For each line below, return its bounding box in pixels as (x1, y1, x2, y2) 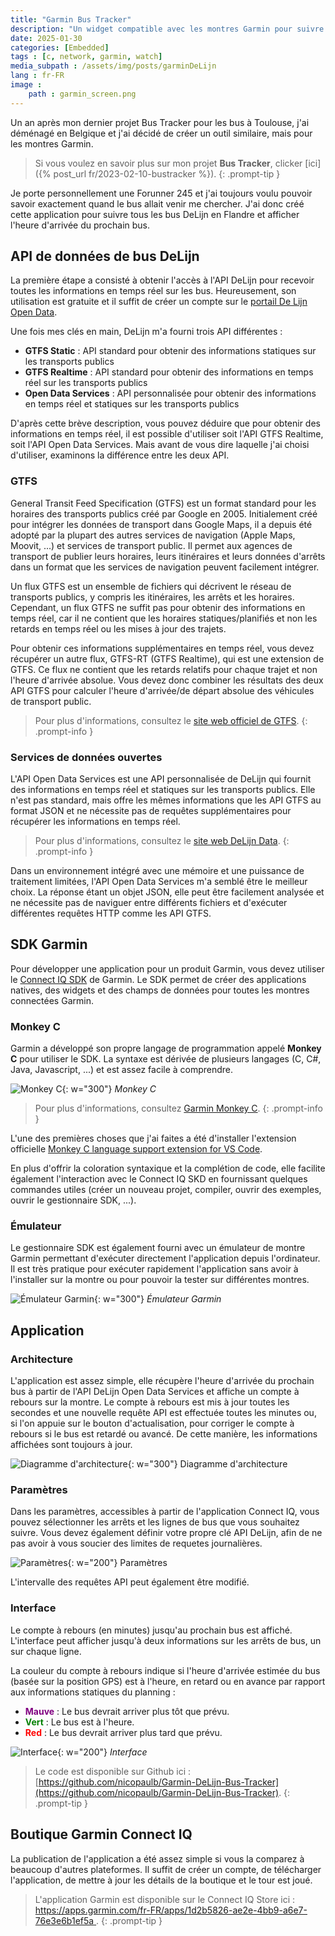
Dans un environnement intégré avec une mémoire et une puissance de (10, 865, 305, 877)
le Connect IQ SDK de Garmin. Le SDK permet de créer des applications (10, 973, 307, 985)
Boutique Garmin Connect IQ (10, 1826, 193, 1843)
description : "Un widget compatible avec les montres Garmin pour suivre (10, 24, 325, 34)
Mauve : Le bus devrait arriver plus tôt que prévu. (24, 1705, 230, 1717)
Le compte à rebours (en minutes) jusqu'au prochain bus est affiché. (10, 1624, 293, 1636)
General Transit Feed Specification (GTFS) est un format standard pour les (10, 497, 317, 509)
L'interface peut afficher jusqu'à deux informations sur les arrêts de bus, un (10, 1634, 322, 1646)
